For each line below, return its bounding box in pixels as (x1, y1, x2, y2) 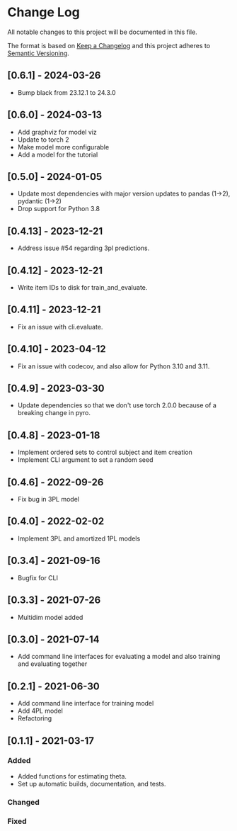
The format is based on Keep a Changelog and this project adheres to (7, 41, 211, 50)
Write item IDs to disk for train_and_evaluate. (17, 283, 148, 291)
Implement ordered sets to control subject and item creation (17, 448, 193, 457)
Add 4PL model (17, 706, 64, 716)
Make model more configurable (17, 142, 110, 151)
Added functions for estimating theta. (17, 771, 127, 780)
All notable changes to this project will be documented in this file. (7, 28, 198, 36)
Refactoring (17, 714, 52, 723)
